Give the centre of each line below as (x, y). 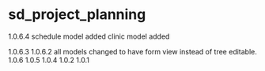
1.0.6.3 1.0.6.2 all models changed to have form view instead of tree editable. (132, 51)
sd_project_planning (77, 15)
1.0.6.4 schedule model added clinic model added (89, 36)
